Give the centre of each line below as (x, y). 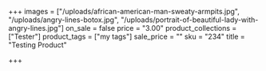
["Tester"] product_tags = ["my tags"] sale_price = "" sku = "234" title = (127, 36)
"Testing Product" (38, 45)
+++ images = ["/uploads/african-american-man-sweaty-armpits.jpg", (124, 11)
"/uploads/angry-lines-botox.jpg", (64, 20)
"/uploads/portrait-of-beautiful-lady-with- (190, 20)
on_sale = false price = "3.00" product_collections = (151, 28)
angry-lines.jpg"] (36, 28)
